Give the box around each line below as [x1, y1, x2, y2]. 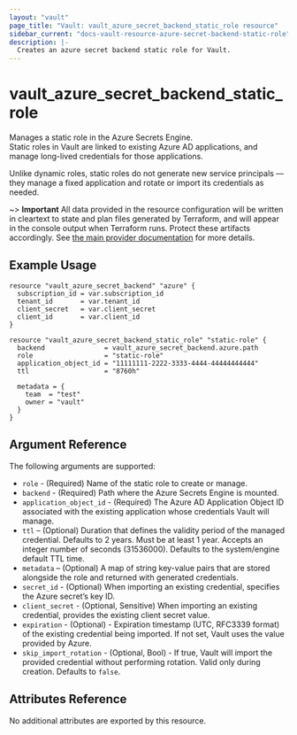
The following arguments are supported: [9, 460, 156, 471]
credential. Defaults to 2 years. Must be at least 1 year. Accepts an [21, 534, 263, 545]
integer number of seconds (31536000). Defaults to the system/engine [21, 544, 280, 554]
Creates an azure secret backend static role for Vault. [17, 46, 232, 55]
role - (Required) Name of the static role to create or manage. [21, 477, 248, 488]
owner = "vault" [25, 398, 86, 406]
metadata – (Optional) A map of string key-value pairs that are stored [21, 562, 270, 573]
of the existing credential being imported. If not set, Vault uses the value [21, 628, 285, 638]
